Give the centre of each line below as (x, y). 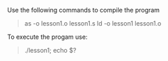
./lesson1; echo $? (50, 50)
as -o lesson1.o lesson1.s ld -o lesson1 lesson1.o (93, 23)
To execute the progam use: (47, 37)
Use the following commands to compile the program (84, 10)
